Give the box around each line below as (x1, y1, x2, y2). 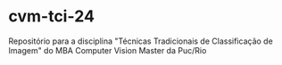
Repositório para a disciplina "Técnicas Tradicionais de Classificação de (8, 36, 273, 46)
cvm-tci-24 (8, 6, 95, 27)
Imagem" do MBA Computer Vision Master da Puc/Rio (8, 45, 207, 55)
